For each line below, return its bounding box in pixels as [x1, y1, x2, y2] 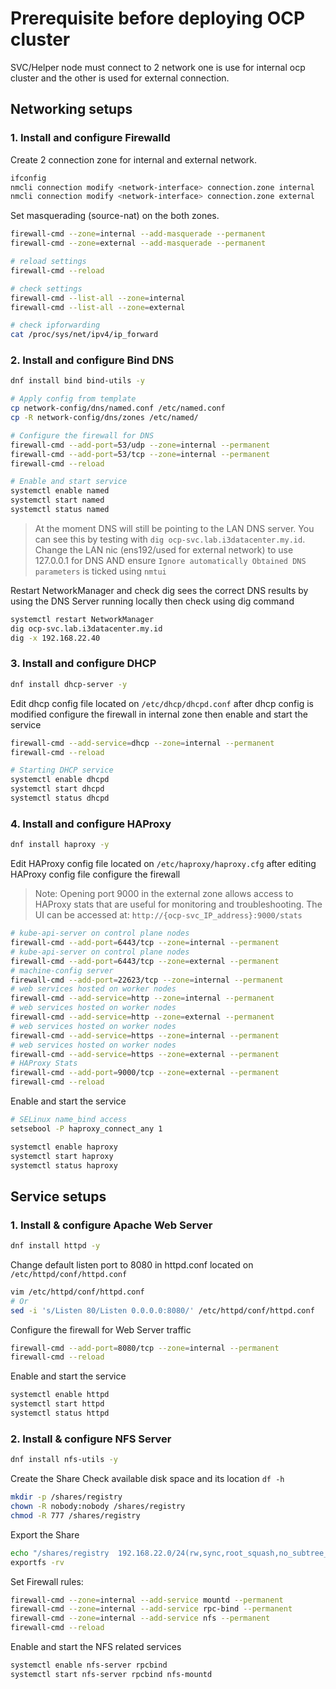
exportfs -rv [10, 1557, 65, 1567]
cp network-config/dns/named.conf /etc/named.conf [10, 403, 226, 414]
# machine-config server [10, 965, 114, 976]
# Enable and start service [10, 477, 128, 487]
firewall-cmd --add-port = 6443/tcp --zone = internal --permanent [10, 938, 280, 948]
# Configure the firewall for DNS [10, 430, 155, 441]
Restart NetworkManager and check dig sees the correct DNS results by [10, 584, 309, 596]
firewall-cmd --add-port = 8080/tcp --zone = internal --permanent [10, 1343, 280, 1353]
